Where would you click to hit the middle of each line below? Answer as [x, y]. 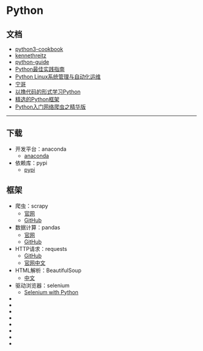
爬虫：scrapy [31, 206]
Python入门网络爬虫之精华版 [50, 107]
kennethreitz [31, 55]
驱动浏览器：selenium [42, 285]
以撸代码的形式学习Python [48, 92]
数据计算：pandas [37, 227]
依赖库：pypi [31, 163]
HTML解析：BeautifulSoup [48, 270]
